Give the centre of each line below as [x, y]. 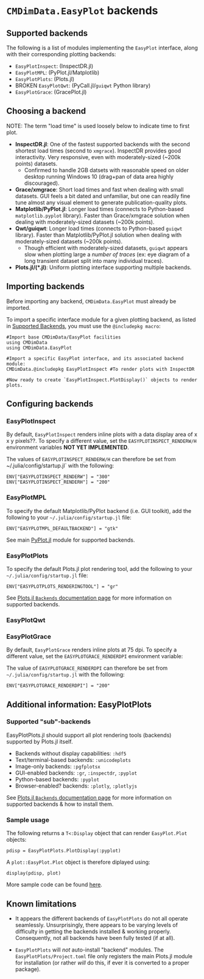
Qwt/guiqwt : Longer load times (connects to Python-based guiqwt [99, 228]
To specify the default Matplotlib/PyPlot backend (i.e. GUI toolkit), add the [99, 511]
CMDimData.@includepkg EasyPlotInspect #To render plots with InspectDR [100, 369]
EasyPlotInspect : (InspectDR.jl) [54, 66]
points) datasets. [36, 163]
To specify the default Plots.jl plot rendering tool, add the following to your [100, 568]
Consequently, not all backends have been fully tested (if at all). [95, 938]
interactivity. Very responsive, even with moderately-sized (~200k [98, 157]
